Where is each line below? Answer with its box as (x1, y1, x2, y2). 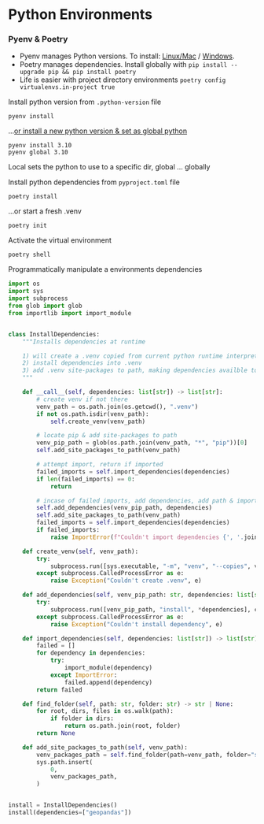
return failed (36, 685, 82, 694)
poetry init (8, 222, 47, 230)
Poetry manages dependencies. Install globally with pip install (19, 60, 228, 69)
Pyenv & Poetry (8, 34, 68, 45)
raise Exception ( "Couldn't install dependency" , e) (49, 620, 223, 628)
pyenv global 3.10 (8, 148, 68, 157)
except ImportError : (49, 671, 118, 679)
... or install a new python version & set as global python (8, 126, 187, 135)
